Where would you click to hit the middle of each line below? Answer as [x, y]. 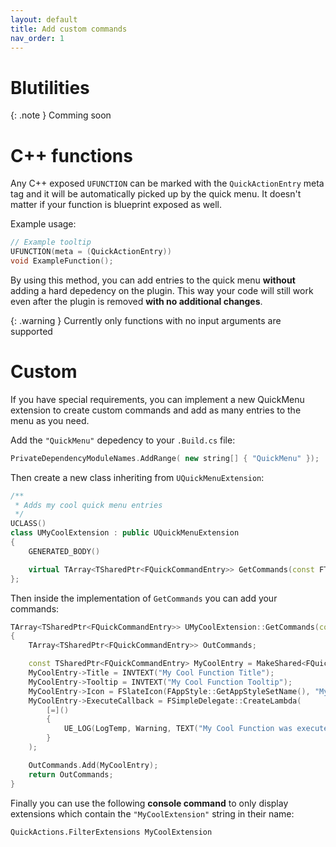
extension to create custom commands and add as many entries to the [156, 410]
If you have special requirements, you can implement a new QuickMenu [157, 399]
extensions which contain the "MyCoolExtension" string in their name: [152, 813]
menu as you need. [50, 420]
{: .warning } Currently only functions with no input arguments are [146, 320]
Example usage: [43, 224]
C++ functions [71, 155]
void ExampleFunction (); [62, 261]
